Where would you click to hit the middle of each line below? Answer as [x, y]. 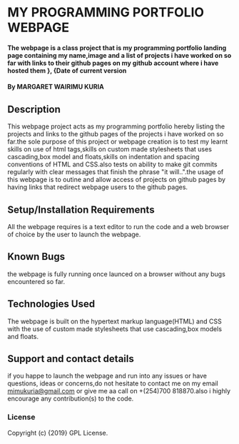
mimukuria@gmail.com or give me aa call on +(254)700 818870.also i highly [119, 391]
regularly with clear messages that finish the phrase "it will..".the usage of [116, 172]
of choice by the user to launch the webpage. [74, 234]
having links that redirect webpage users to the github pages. [97, 187]
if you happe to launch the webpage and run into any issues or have [107, 376]
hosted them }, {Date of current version [67, 70]
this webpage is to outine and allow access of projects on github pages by [117, 180]
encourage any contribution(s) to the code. [71, 399]
